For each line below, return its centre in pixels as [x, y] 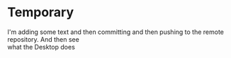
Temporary [41, 12]
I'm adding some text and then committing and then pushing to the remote [116, 32]
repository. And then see [43, 39]
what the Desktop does [41, 47]
